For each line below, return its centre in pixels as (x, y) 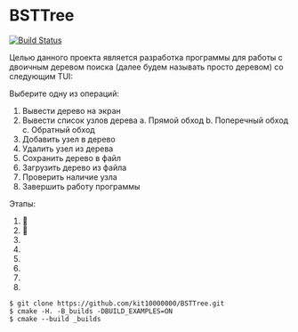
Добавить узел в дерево (68, 139)
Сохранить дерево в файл (72, 158)
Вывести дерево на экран (72, 110)
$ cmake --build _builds (55, 319)
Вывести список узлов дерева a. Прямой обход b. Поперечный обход (155, 120)
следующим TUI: (41, 76)
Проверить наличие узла (69, 177)
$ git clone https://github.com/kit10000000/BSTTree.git (117, 304)
